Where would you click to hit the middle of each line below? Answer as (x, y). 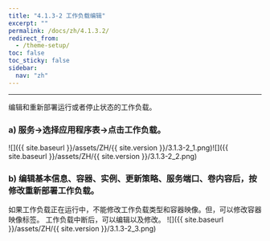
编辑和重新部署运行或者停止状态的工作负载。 (82, 107)
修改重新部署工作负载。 (53, 190)
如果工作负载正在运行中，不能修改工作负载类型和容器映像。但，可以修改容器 (135, 210)
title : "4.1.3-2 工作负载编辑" (57, 16)
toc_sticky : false (39, 61)
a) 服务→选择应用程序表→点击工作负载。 (87, 129)
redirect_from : (34, 38)
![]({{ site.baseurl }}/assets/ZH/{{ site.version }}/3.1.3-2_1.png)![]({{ (119, 147)
